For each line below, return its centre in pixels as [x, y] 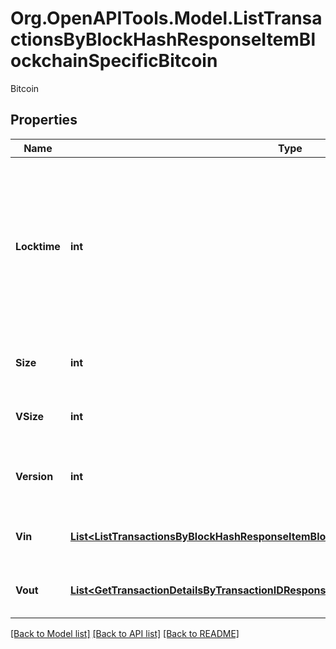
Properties [44, 120]
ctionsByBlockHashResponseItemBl [163, 39]
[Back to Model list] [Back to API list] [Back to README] [125, 633]
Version [34, 476]
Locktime [38, 246]
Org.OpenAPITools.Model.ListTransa [166, 18]
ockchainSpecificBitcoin [114, 61]
